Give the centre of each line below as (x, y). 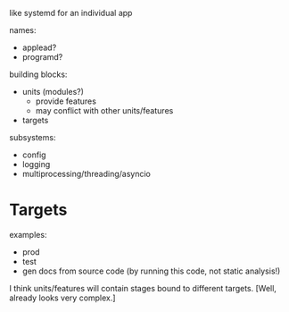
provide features (66, 101)
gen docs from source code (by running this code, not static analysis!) (151, 271)
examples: (28, 234)
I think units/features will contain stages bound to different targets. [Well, (143, 288)
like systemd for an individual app (71, 13)
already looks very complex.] (62, 298)
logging (36, 164)
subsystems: (33, 137)
